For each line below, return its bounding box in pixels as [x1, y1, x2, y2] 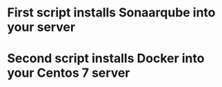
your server [7, 19, 76, 35]
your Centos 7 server [7, 65, 130, 81]
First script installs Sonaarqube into [7, 5, 216, 21]
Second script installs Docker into [7, 51, 205, 66]
